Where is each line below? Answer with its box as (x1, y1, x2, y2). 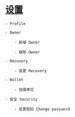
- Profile (5, 21, 26, 26)
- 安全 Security (5, 97, 38, 102)
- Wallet (5, 77, 24, 82)
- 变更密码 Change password (14, 106, 70, 111)
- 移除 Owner (14, 50, 40, 55)
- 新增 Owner (14, 40, 40, 45)
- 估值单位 (14, 87, 34, 92)
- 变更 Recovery (14, 68, 47, 73)
